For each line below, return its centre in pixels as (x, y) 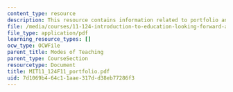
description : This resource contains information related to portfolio (113, 20)
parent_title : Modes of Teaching (55, 53)
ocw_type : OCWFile (34, 46)
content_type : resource (42, 13)
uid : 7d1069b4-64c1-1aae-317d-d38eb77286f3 (71, 78)
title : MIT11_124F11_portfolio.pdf (59, 71)
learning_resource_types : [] (49, 39)
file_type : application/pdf (48, 33)
